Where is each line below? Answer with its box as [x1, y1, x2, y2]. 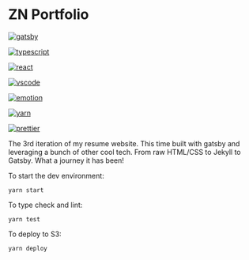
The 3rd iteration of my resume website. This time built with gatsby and [8, 138, 240, 148]
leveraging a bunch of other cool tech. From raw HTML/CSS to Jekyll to [8, 147, 241, 156]
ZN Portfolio [8, 6, 89, 24]
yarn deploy [8, 244, 47, 252]
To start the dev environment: [8, 171, 104, 180]
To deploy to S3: [8, 229, 62, 239]
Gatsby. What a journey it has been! [8, 156, 125, 165]
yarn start [8, 186, 44, 194]
